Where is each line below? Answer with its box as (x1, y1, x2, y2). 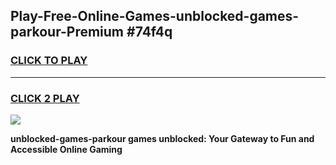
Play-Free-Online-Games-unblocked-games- (10, 8, 300, 25)
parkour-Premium (10, 24, 125, 41)
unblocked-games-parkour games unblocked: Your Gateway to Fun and (10, 132, 315, 144)
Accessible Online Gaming (10, 143, 123, 155)
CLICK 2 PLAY (10, 91, 80, 105)
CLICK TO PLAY (10, 54, 88, 68)
